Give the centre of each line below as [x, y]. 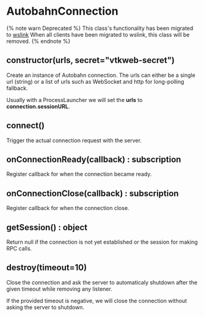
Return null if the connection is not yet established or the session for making [102, 242]
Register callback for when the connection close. [68, 208]
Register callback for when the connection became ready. [79, 174]
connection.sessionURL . [38, 106]
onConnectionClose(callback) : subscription [93, 193]
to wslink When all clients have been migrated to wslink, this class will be [98, 34]
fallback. [17, 88]
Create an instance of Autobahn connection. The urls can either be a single [101, 75]
